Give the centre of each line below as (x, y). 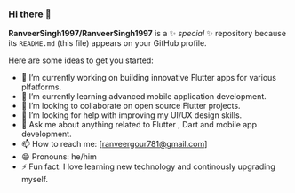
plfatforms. (41, 87)
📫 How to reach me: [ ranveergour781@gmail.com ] (114, 144)
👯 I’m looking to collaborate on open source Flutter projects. (131, 106)
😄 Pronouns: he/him (59, 157)
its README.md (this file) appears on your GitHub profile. (108, 43)
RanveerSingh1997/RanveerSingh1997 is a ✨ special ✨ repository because (147, 34)
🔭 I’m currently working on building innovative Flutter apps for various (149, 78)
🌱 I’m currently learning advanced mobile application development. (144, 96)
